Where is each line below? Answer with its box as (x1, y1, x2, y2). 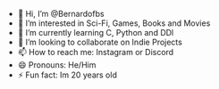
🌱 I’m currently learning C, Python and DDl (17, 28, 174, 37)
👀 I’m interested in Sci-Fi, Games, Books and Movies (17, 18, 211, 28)
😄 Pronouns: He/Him (17, 60, 97, 70)
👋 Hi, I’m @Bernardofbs (17, 9, 105, 19)
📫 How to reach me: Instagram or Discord (17, 47, 174, 57)
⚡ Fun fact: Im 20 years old (17, 69, 118, 80)
